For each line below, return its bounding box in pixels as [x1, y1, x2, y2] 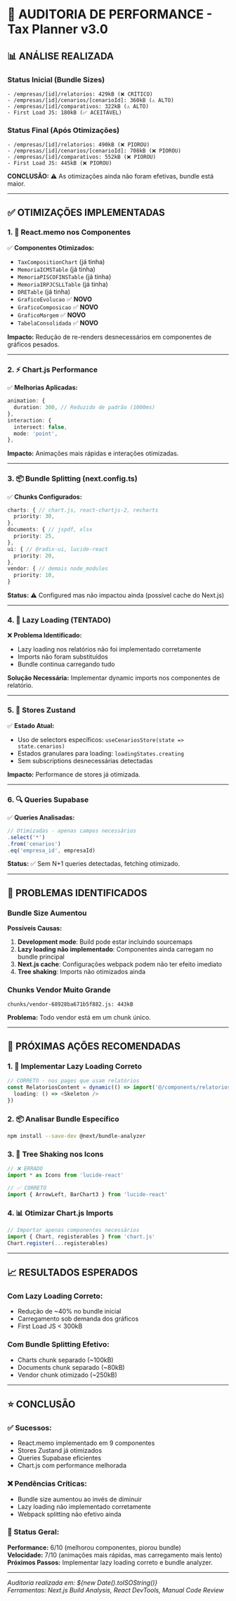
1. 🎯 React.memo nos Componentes [7, 228, 131, 238]
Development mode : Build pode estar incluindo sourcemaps [17, 938, 193, 946]
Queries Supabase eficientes [17, 1454, 102, 1463]
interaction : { [7, 417, 52, 424]
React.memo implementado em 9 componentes [17, 1439, 155, 1447]
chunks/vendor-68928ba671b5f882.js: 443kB [7, 1001, 133, 1008]
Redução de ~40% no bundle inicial [17, 1307, 122, 1316]
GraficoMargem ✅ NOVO [17, 311, 86, 319]
